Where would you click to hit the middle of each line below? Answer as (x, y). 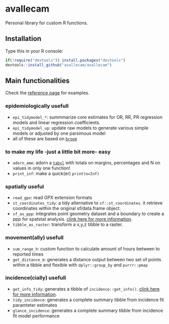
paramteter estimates (35, 305)
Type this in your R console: (34, 51)
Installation (23, 39)
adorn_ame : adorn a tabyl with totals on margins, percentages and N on (86, 163)
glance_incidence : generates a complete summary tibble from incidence (88, 310)
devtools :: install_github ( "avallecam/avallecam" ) (59, 65)
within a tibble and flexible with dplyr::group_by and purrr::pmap (80, 265)
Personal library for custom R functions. (47, 23)
